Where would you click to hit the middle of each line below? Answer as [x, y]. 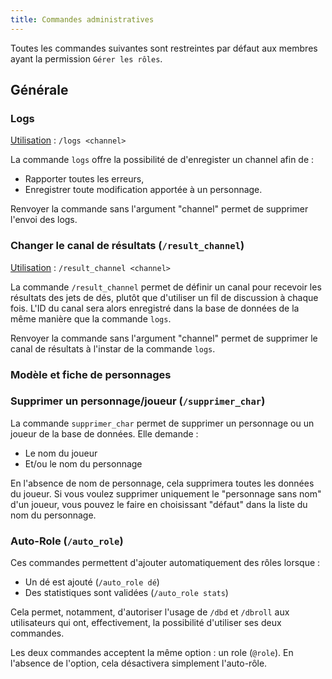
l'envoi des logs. [44, 220]
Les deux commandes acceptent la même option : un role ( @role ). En [152, 653]
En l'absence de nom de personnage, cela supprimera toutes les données [162, 483]
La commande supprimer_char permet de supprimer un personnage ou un [162, 423]
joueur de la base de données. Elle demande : [104, 433]
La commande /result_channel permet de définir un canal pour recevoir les [166, 287]
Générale [39, 90]
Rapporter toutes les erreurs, [84, 179]
